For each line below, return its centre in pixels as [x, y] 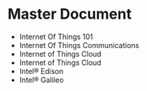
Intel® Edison [41, 71]
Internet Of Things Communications [79, 45]
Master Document [69, 14]
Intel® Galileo [41, 80]
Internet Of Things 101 [56, 37]
